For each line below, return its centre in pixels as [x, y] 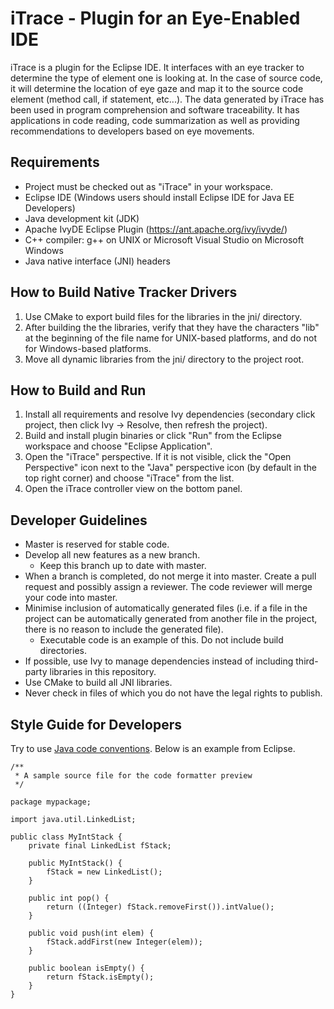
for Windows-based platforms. [88, 348]
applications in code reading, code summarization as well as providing [155, 120]
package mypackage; [51, 802]
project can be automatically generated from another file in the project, [171, 619]
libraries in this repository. [103, 672]
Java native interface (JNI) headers [97, 261]
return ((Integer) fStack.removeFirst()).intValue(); [160, 907]
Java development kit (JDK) [82, 218]
